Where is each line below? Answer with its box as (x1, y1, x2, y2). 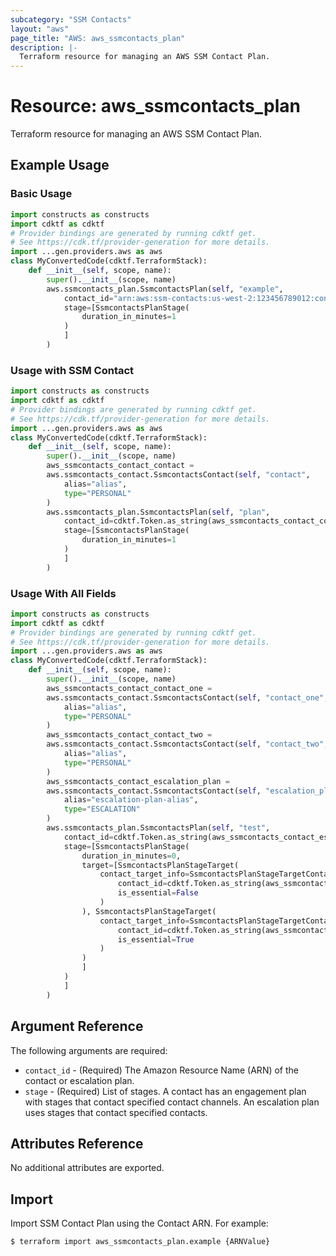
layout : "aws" (10, 24, 70, 34)
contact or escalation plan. (24, 1074, 135, 1086)
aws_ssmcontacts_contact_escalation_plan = (46, 776, 230, 786)
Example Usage (10, 157, 110, 174)
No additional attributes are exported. (10, 1162, 165, 1174)
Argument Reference (10, 1018, 144, 1035)
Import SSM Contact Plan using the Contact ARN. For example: (10, 1217, 269, 1230)
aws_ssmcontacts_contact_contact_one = (46, 683, 213, 693)
